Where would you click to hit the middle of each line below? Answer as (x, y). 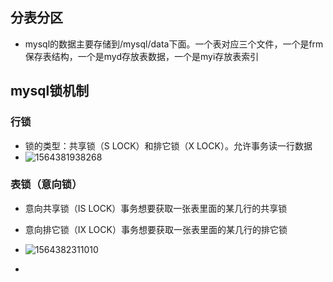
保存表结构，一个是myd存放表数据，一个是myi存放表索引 (142, 56)
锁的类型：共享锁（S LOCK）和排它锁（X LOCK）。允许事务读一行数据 (168, 145)
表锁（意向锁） (46, 185)
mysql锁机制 (50, 91)
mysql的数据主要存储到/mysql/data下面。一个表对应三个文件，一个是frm (174, 44)
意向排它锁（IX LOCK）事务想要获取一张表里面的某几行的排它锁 (156, 229)
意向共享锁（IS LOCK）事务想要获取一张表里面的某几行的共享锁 (156, 208)
